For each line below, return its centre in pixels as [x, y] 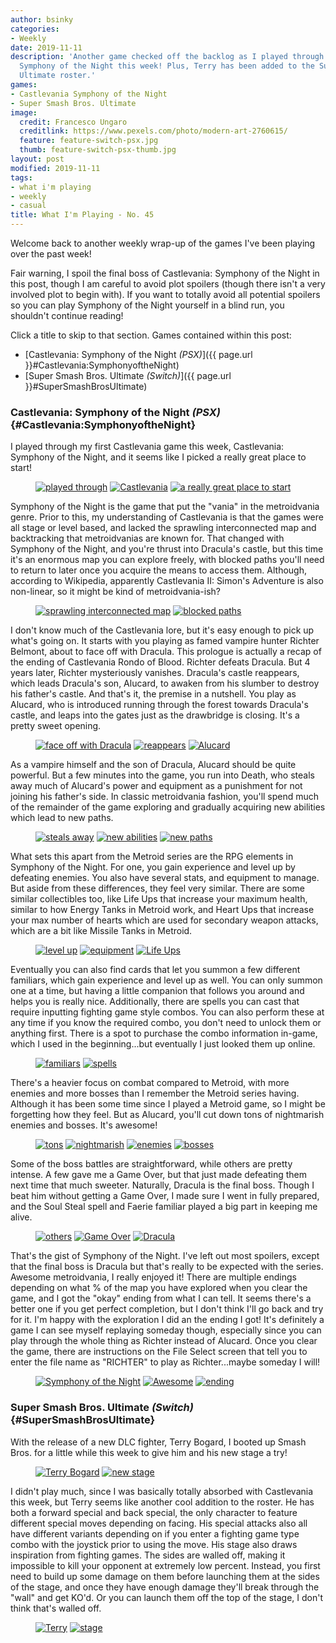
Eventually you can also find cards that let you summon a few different [155, 970]
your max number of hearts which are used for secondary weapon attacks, [164, 920]
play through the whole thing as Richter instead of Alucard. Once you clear [164, 1341]
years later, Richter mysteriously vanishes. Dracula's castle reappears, [155, 673]
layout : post [37, 159]
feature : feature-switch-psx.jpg [89, 141]
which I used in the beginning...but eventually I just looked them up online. [163, 1044]
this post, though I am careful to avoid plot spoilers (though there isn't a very [168, 284]
